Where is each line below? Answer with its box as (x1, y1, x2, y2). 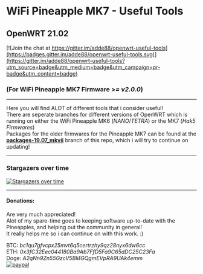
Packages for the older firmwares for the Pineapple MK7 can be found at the (6, 130, 196, 137)
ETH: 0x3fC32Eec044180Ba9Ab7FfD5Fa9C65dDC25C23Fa (6, 248, 155, 255)
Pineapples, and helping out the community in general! (6, 223, 143, 230)
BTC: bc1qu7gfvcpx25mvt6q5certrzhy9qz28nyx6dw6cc (6, 241, 146, 249)
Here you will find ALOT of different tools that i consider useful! (6, 105, 163, 112)
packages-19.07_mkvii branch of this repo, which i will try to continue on (6, 137, 188, 144)
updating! (6, 143, 30, 151)
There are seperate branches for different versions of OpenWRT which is (6, 111, 188, 119)
